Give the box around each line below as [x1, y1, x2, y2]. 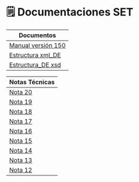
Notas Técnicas [9, 78, 55, 86]
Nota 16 [9, 127, 32, 135]
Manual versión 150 [9, 41, 66, 49]
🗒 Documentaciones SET [6, 5, 134, 19]
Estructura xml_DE [9, 51, 61, 59]
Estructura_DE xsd [9, 60, 61, 69]
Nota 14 [9, 146, 32, 154]
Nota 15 [9, 136, 32, 145]
